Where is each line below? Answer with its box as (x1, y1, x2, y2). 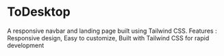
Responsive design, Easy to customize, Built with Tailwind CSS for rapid (7, 33, 210, 42)
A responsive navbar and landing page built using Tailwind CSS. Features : (7, 27, 217, 35)
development (7, 41, 45, 49)
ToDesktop (7, 4, 71, 20)
